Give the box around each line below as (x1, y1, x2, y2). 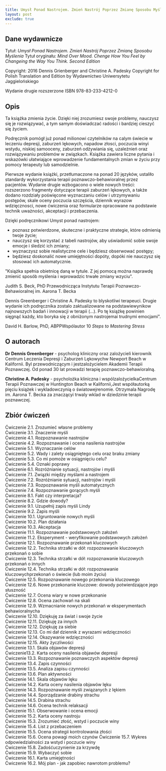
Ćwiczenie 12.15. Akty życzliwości (5, 639, 74, 645)
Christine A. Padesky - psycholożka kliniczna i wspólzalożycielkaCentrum (5, 376, 157, 382)
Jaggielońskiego (5, 79, 39, 84)
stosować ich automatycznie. (12, 259, 72, 264)
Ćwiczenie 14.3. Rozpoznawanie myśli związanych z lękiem (5, 687, 126, 692)
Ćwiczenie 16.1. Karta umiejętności (5, 755, 75, 761)
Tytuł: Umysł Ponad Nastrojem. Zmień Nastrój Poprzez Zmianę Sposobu (5, 48, 152, 54)
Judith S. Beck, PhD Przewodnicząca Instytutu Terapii (5, 283, 115, 289)
